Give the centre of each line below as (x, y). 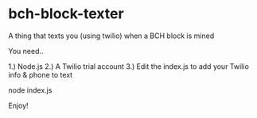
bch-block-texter (66, 14)
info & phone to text (41, 74)
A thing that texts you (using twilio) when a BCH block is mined (111, 36)
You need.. (26, 51)
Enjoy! (19, 105)
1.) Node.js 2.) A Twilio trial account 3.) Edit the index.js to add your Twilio (128, 66)
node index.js (30, 90)
